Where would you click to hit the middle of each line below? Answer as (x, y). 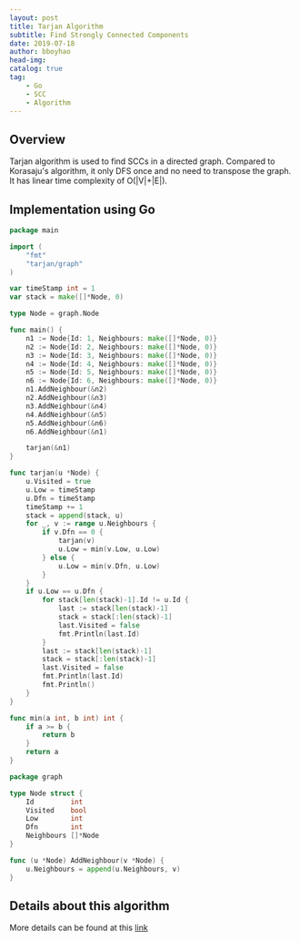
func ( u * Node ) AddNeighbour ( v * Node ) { (87, 860)
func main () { (36, 330)
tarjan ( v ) (76, 541)
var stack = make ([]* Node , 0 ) (67, 297)
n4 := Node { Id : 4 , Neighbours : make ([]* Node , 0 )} (122, 364)
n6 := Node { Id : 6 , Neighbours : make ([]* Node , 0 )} (122, 381)
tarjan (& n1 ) (48, 448)
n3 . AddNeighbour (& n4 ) (66, 406)
